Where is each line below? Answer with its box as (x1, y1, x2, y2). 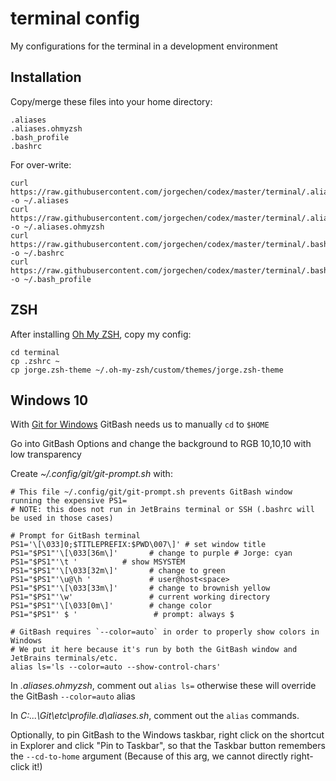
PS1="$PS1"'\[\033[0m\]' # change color (10, 601, 213, 611)
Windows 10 (10, 392, 89, 409)
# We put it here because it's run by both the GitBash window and (10, 645, 298, 655)
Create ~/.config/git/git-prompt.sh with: (10, 468, 173, 480)
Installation (10, 69, 82, 86)
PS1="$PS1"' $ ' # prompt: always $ (10, 610, 235, 620)
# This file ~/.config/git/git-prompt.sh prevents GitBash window (10, 487, 293, 497)
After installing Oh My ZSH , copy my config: (10, 328, 192, 340)
